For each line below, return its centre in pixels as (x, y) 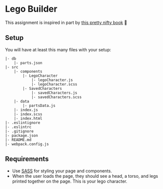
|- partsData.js (39, 105)
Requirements (27, 159)
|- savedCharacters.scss (56, 97)
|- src (12, 67)
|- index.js (26, 110)
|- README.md (18, 140)
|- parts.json (28, 63)
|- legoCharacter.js (52, 80)
